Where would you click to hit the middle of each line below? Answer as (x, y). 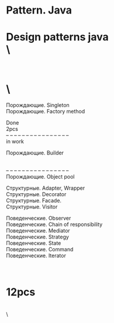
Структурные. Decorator (36, 194)
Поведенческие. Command (40, 250)
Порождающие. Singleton (38, 105)
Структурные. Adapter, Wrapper (46, 188)
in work (15, 142)
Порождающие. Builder (35, 153)
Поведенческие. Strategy (37, 237)
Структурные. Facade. (34, 201)
